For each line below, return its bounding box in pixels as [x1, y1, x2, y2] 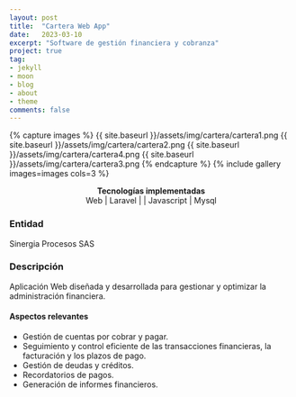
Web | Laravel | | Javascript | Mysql [85, 195, 218, 206]
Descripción [9, 260, 65, 273]
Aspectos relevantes [9, 311, 89, 322]
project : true [9, 47, 63, 56]
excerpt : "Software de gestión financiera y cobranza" [9, 38, 220, 48]
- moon [9, 72, 34, 81]
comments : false [9, 105, 70, 114]
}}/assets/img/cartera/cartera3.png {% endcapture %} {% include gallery [9, 158, 282, 169]
